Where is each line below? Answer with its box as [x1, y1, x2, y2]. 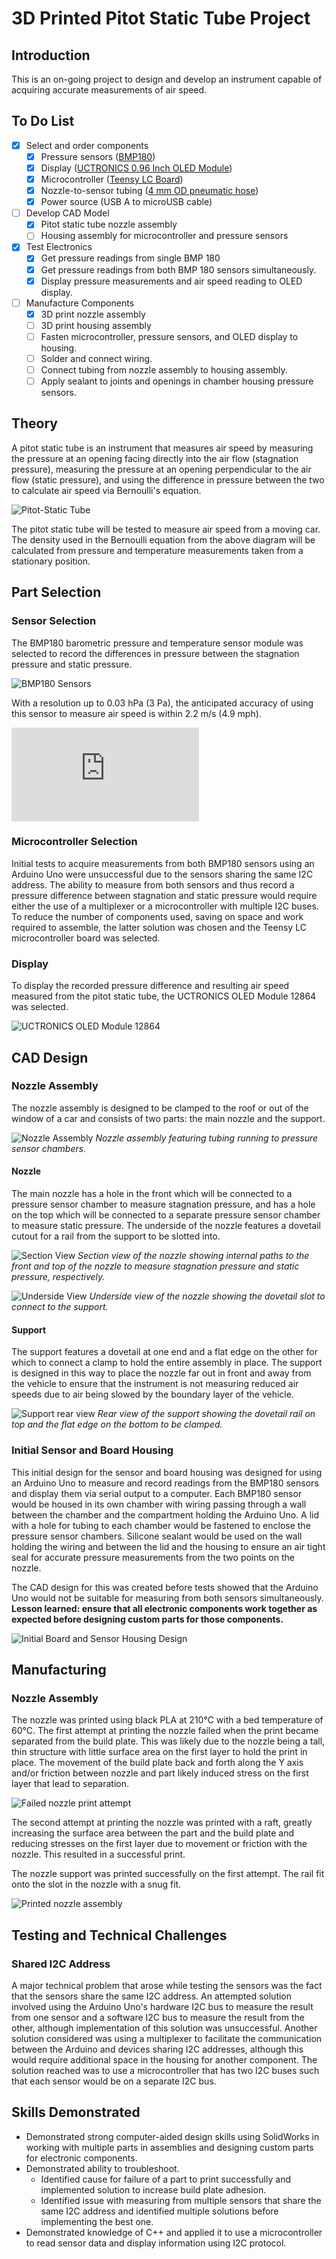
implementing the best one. [40, 2215, 154, 2227]
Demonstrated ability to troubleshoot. [25, 2162, 180, 2174]
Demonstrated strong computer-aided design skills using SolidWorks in [25, 2130, 320, 2142]
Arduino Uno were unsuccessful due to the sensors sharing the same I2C [11, 868, 314, 880]
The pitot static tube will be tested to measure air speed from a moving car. [11, 523, 321, 535]
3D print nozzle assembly [40, 308, 146, 320]
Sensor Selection [11, 614, 97, 628]
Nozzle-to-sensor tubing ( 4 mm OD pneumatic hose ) [40, 185, 259, 197]
